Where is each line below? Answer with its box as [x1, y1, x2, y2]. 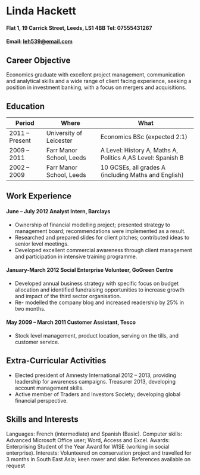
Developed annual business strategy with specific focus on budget [14, 280, 179, 287]
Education [6, 101, 45, 111]
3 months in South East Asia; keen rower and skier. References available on [6, 455, 191, 462]
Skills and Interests [6, 414, 79, 425]
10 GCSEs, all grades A [100, 163, 165, 171]
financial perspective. [14, 397, 68, 404]
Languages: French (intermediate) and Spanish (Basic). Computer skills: [6, 430, 183, 437]
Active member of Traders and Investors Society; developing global [14, 390, 180, 398]
